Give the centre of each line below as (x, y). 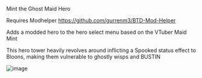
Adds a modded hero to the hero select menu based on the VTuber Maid (96, 32)
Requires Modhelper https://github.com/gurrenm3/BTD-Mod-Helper (91, 20)
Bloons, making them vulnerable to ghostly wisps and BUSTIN (83, 57)
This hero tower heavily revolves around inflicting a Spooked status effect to (101, 50)
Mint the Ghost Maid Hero (38, 9)
